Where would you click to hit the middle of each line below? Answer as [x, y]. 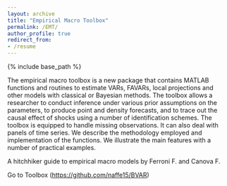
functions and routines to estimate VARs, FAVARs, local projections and [110, 88]
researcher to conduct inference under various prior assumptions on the [112, 103]
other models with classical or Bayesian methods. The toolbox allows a [110, 95]
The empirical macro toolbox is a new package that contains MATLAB [108, 80]
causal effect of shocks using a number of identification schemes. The [110, 118]
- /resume [22, 46]
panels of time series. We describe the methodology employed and [105, 132]
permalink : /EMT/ [33, 27]
